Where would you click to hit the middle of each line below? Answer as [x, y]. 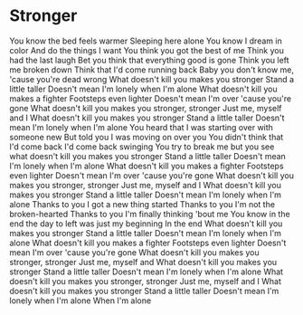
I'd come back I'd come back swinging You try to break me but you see [142, 147]
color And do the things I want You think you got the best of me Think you [147, 50]
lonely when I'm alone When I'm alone [80, 301]
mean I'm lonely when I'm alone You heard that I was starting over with [142, 127]
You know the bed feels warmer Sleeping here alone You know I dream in [146, 41]
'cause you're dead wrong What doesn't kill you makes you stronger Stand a [152, 79]
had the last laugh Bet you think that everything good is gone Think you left [149, 60]
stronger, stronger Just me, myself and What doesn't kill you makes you [143, 262]
